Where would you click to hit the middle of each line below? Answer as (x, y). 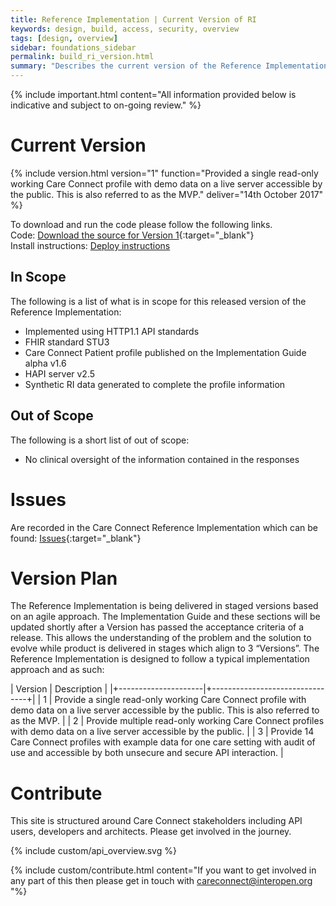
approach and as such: (57, 670)
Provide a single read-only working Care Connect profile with (180, 700)
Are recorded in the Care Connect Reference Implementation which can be (164, 527)
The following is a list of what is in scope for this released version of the (158, 301)
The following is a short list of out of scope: (100, 440)
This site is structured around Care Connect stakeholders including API (156, 821)
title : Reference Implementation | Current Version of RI (133, 19)
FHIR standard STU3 (67, 342)
